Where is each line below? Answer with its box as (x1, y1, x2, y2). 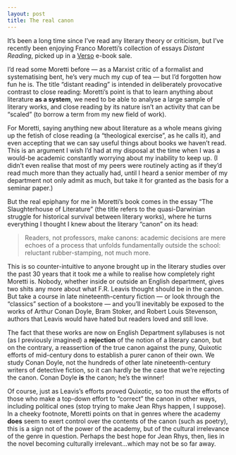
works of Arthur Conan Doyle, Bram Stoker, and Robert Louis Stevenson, (7, 307, 218, 315)
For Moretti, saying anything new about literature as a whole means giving (7, 123, 222, 132)
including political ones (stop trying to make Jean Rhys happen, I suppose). (7, 401, 226, 410)
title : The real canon (7, 17, 74, 24)
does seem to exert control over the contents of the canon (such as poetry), (7, 417, 228, 425)
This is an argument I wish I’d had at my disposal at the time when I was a (7, 146, 221, 154)
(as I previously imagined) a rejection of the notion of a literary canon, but (7, 336, 222, 344)
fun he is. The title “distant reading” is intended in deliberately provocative (7, 80, 223, 88)
